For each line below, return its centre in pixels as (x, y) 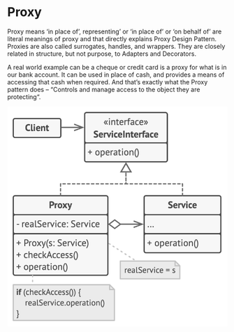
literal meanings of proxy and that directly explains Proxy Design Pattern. (112, 38)
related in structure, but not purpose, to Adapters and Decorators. (102, 54)
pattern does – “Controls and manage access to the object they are (104, 89)
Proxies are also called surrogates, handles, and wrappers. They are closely (116, 46)
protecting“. (24, 97)
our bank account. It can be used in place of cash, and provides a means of (116, 75)
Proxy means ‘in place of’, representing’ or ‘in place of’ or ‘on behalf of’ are (115, 31)
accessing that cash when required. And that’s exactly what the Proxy (108, 82)
